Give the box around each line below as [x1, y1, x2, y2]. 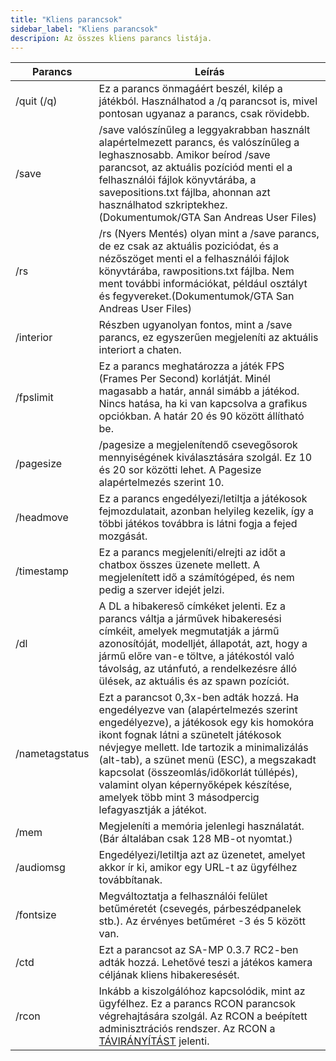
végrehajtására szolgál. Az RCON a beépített [98, 1009, 308, 1023]
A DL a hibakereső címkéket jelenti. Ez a [98, 599, 286, 613]
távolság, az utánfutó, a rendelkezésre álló [98, 662, 297, 676]
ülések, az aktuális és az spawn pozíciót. [98, 674, 290, 688]
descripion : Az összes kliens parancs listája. [10, 33, 213, 43]
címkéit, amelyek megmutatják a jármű [98, 624, 280, 638]
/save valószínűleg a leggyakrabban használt [98, 123, 311, 137]
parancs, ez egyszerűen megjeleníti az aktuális [98, 331, 319, 345]
